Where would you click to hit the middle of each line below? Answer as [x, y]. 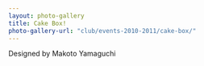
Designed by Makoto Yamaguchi [62, 54]
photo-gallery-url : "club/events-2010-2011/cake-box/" [102, 31]
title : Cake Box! [37, 23]
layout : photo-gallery [46, 16]
